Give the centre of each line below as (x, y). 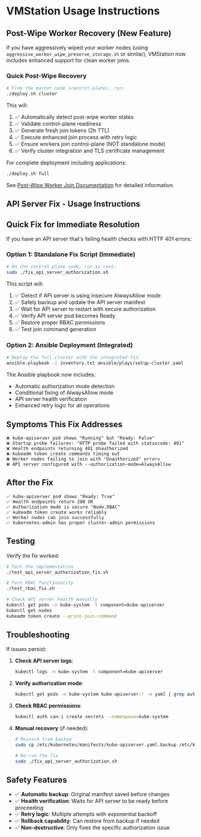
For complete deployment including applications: (67, 163)
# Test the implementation (40, 566)
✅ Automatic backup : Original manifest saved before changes (92, 794)
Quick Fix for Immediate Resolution (73, 224)
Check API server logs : (44, 661)
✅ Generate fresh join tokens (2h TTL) (62, 131)
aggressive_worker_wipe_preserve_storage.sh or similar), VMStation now (96, 54)
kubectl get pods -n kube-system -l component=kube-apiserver (85, 605)
